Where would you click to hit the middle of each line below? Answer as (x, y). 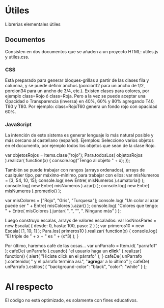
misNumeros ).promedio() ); (33, 191)
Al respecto (29, 287)
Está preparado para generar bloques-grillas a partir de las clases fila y (77, 80)
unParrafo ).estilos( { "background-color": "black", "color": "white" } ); (76, 267)
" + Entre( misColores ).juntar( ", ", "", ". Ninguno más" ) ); (63, 211)
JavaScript (18, 124)
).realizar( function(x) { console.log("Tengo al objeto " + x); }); (68, 161)
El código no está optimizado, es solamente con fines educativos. (71, 300)
